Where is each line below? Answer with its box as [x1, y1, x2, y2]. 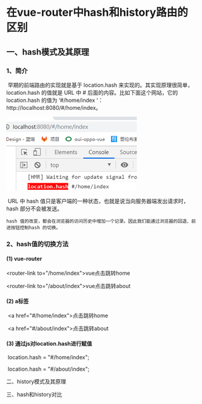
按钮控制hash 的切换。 [10, 224, 61, 231]
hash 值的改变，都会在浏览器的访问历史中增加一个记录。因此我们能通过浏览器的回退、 [6, 218, 192, 224]
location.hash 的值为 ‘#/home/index [6, 96, 95, 104]
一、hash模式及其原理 [6, 47, 90, 57]
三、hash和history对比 [6, 391, 62, 398]
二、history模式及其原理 [6, 378, 67, 385]
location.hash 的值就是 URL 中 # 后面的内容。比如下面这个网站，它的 [6, 89, 178, 96]
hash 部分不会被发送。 [6, 204, 62, 212]
